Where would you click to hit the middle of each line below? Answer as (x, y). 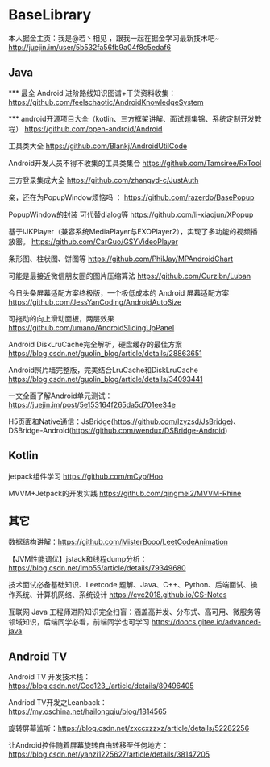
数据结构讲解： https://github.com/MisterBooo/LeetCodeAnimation (118, 542)
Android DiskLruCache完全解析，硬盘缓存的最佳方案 (96, 344)
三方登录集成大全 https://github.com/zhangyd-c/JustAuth (104, 180)
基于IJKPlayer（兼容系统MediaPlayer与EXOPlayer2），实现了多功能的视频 (130, 231)
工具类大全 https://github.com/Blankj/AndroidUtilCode (98, 146)
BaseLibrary (50, 15)
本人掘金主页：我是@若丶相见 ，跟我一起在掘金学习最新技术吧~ (114, 38)
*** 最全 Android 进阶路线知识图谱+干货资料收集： (92, 93)
